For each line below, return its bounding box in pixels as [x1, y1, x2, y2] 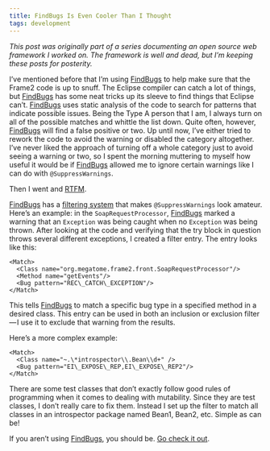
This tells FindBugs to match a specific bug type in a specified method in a [9, 300, 257, 310]
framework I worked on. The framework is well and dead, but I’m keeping [9, 50, 253, 60]
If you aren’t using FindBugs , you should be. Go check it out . [9, 433, 210, 443]
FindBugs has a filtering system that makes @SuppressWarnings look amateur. [9, 199, 263, 209]
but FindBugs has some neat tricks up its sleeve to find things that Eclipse [9, 91, 255, 101]
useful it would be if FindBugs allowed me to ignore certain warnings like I [9, 159, 255, 169]
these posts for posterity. [9, 58, 93, 68]
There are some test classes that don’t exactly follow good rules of [9, 383, 231, 393]
